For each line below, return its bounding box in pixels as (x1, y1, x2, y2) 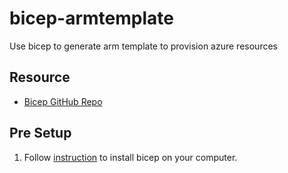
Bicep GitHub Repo (23, 95, 103, 107)
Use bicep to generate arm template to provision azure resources (9, 40, 278, 52)
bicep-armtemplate (9, 7, 174, 30)
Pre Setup (9, 125, 72, 142)
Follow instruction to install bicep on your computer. (23, 151, 238, 163)
